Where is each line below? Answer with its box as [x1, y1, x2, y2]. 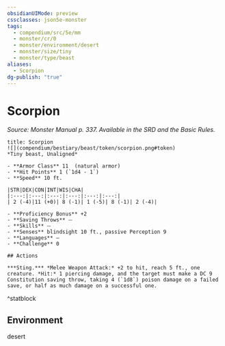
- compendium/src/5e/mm [13, 29, 81, 36]
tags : [7, 23, 23, 29]
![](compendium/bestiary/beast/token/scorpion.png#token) [7, 145, 176, 152]
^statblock [7, 295, 36, 303]
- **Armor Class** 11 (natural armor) [7, 163, 121, 170]
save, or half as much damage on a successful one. [7, 282, 157, 289]
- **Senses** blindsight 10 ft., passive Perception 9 [7, 228, 167, 236]
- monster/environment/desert [13, 42, 99, 49]
